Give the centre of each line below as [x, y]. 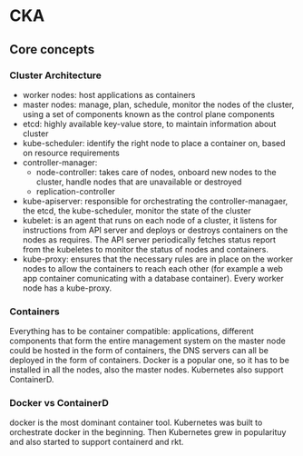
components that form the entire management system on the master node [147, 341]
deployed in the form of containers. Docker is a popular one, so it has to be [150, 361]
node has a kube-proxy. [67, 288]
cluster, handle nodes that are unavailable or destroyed [139, 182]
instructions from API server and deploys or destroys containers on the [155, 230]
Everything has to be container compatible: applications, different [132, 332]
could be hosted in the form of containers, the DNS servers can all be [139, 351]
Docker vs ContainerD [59, 403]
